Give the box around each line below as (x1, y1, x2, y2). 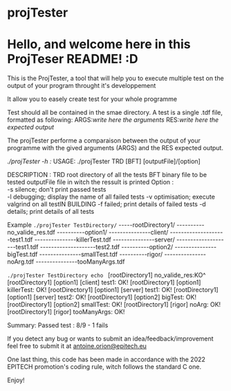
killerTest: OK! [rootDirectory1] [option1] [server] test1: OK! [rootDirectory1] (7, 286, 219, 294)
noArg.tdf (7, 257, 35, 266)
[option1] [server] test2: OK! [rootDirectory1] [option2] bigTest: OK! (7, 293, 197, 302)
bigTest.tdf (7, 251, 38, 259)
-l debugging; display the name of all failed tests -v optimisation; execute (7, 192, 216, 201)
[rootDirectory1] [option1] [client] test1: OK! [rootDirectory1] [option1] (7, 278, 201, 287)
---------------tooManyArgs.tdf (35, 257, 125, 266)
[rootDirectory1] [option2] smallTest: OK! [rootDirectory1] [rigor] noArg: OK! (7, 300, 221, 309)
